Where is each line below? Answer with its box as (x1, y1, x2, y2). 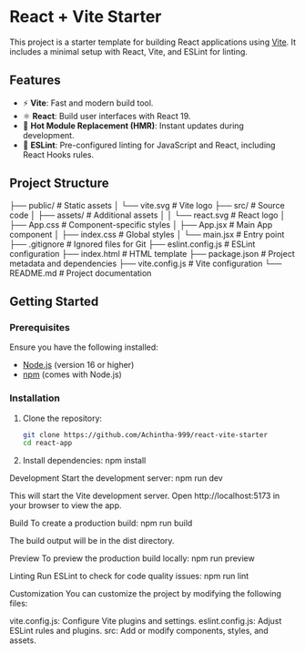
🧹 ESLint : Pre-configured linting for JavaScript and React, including (22, 139, 276, 150)
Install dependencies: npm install (22, 455, 147, 466)
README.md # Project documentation (9, 267, 152, 279)
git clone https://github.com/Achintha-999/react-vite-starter (22, 430, 269, 439)
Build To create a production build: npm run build (9, 517, 193, 529)
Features (9, 73, 61, 88)
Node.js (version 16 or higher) (22, 360, 135, 371)
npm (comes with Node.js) (22, 369, 123, 380)
